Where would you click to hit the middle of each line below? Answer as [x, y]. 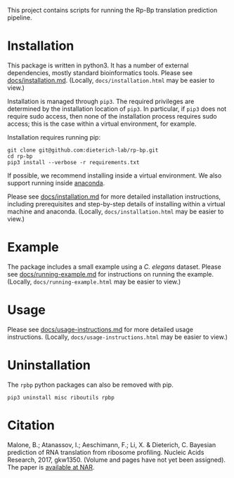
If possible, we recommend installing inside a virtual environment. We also [115, 175]
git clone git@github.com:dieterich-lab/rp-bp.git [83, 150]
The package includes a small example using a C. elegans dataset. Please [114, 267]
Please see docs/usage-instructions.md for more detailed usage [100, 329]
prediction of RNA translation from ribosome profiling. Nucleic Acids [106, 452]
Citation [31, 425]
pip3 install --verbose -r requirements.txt [73, 162]
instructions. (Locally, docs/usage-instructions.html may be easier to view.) [118, 337]
